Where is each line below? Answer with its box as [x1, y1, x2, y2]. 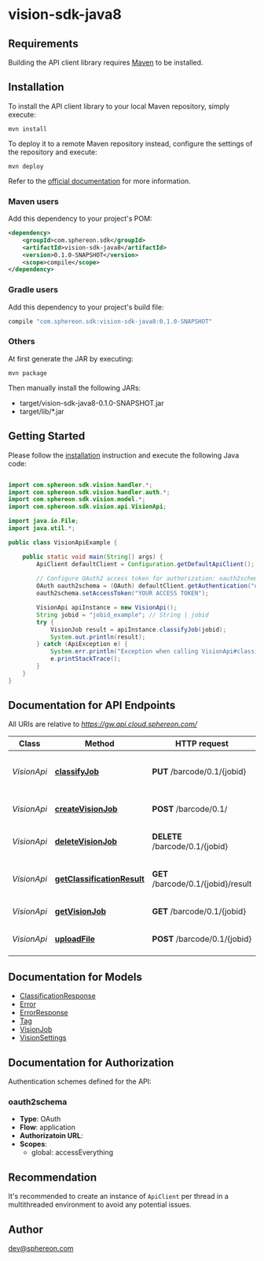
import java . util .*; [8, 525, 76, 532]
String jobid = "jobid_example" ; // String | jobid [36, 610, 210, 619]
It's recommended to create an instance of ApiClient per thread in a [8, 1192, 229, 1201]
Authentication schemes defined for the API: [8, 1077, 152, 1086]
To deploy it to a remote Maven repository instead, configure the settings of [8, 139, 253, 148]
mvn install [8, 124, 47, 133]
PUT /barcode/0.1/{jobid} [152, 766, 247, 777]
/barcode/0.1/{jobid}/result [152, 878, 252, 889]
